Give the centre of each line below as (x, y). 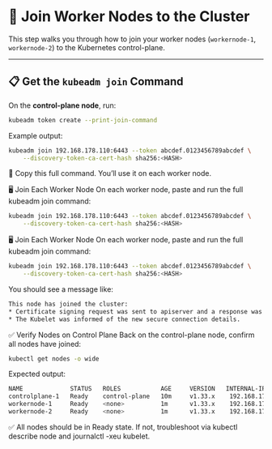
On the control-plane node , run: (62, 105)
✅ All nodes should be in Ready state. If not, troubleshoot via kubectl (123, 427)
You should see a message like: (61, 289)
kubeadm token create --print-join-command (83, 120)
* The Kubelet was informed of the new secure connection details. (125, 319)
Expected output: (37, 374)
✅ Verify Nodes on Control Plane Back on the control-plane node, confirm (132, 335)
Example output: (36, 135)
